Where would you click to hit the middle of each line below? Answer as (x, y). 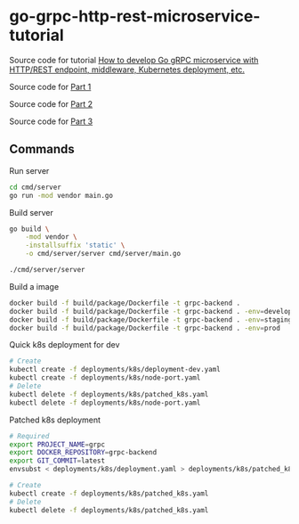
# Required (29, 436)
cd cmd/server (36, 187)
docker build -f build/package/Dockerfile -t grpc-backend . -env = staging (151, 319)
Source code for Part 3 (51, 121)
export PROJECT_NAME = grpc (57, 444)
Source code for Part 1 (50, 86)
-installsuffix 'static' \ (75, 246)
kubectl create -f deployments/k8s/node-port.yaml (105, 378)
